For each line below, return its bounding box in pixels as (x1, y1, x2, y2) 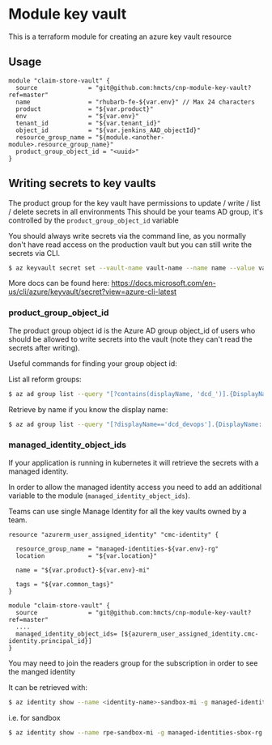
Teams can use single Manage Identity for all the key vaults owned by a (8, 506, 247, 516)
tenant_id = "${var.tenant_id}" (15, 119, 161, 127)
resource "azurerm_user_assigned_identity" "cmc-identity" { (8, 530, 219, 539)
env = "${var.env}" (15, 112, 139, 120)
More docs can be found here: (8, 279, 110, 288)
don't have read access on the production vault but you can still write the (8, 240, 253, 249)
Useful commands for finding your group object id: (8, 358, 177, 368)
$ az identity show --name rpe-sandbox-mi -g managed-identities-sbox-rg (8, 728, 263, 737)
